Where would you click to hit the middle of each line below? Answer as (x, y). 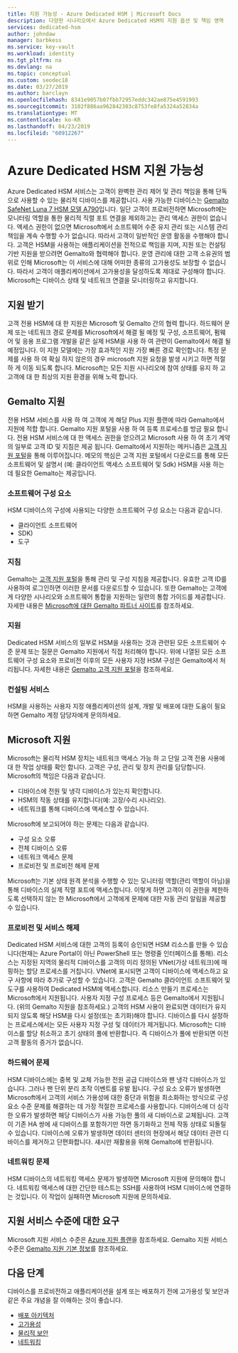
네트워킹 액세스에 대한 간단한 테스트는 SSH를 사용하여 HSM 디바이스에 (114, 1187)
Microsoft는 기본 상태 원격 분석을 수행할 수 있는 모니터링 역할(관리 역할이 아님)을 (119, 881)
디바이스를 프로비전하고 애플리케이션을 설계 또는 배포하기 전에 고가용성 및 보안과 (118, 1291)
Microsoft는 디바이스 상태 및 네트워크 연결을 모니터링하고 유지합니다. (103, 280)
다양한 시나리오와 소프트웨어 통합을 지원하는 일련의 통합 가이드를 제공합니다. (120, 596)
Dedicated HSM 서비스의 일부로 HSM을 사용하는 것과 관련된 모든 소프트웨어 (113, 642)
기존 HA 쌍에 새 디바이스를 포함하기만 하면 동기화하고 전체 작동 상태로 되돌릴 (120, 1124)
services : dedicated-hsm (44, 27)
